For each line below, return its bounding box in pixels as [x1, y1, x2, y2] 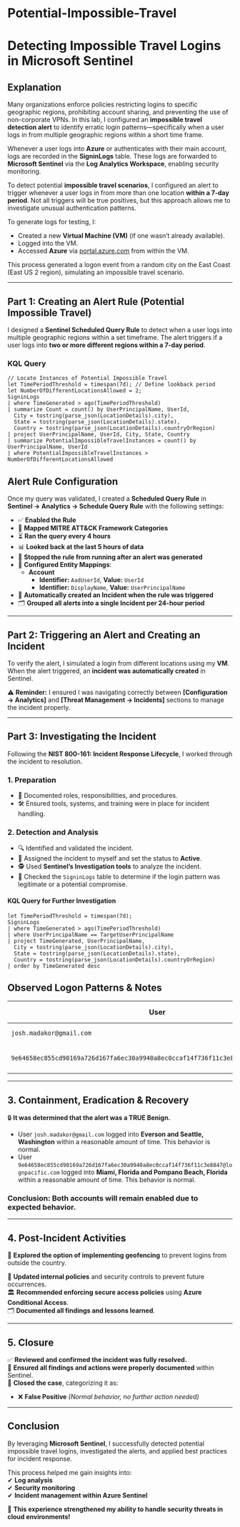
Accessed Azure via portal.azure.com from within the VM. [17, 246, 189, 255]
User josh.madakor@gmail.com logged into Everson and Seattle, [17, 1130, 204, 1138]
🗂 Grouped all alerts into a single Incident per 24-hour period [17, 599, 205, 608]
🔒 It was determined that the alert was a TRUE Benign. [7, 1113, 171, 1122]
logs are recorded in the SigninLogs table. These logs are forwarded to [7, 152, 217, 161]
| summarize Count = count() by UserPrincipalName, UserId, [7, 406, 191, 414]
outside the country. [7, 1258, 66, 1267]
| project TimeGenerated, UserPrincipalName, [7, 937, 145, 944]
